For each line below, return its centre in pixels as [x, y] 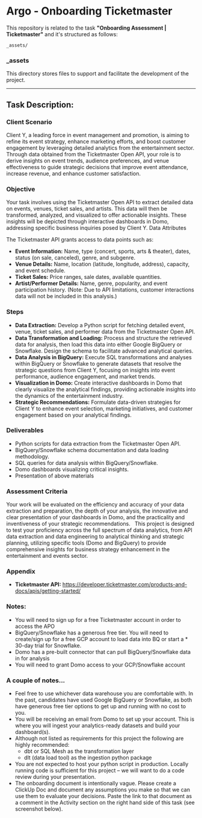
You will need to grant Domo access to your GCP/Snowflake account [100, 665]
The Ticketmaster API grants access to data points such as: [80, 240]
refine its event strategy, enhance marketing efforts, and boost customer [96, 141]
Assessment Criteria [37, 491]
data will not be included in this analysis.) [66, 296]
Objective [21, 189]
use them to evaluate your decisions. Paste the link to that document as [103, 796]
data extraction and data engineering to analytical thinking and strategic [95, 537]
